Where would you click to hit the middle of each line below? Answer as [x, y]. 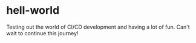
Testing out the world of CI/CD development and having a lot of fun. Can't [98, 27]
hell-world [33, 10]
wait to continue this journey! [42, 33]
